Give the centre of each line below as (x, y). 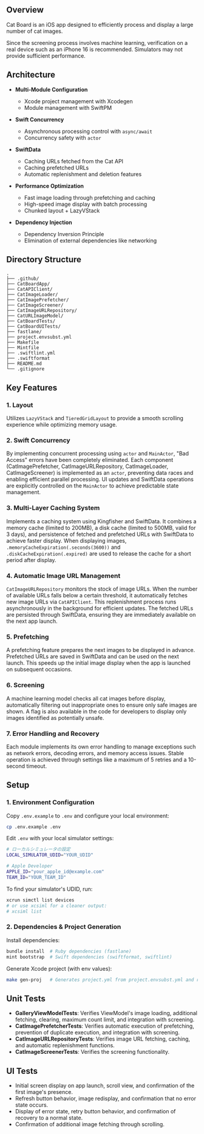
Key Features (32, 388)
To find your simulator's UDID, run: (49, 889)
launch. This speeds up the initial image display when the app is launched (98, 663)
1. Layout (20, 405)
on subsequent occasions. (39, 670)
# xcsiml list (24, 911)
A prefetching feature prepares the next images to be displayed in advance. (101, 650)
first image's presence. (44, 1092)
